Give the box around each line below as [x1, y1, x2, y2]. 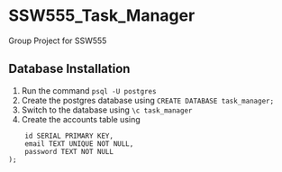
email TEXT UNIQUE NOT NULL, [24, 139, 134, 149]
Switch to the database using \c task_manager [21, 104, 193, 115]
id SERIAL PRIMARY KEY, [24, 131, 114, 140]
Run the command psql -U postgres [21, 85, 157, 95]
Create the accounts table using [21, 113, 141, 124]
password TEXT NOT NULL [24, 147, 114, 156]
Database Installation [8, 61, 131, 77]
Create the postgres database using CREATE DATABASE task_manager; [21, 95, 275, 105]
